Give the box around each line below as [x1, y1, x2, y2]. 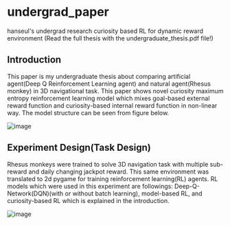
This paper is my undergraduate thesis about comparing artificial [7, 72, 191, 80]
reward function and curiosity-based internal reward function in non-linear [7, 101, 218, 110]
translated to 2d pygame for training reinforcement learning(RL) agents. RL [7, 174, 218, 182]
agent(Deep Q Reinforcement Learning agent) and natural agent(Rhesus [7, 80, 211, 88]
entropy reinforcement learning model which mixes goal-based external [7, 94, 210, 102]
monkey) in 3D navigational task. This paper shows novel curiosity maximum [7, 86, 224, 95]
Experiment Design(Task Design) [7, 142, 151, 154]
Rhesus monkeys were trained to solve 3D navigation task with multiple [7, 160, 209, 168]
